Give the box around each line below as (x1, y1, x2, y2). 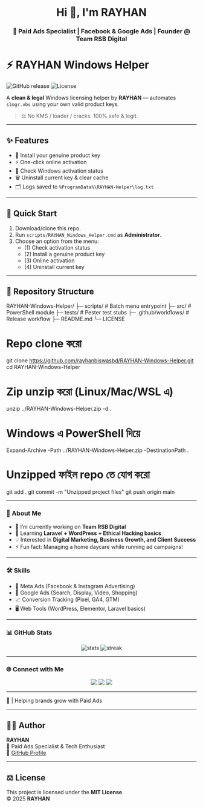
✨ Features (6, 136, 49, 146)
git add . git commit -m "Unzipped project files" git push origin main (6, 488, 175, 496)
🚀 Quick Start (6, 208, 57, 219)
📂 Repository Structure (6, 287, 94, 297)
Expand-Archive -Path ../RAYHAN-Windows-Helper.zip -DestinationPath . (6, 447, 189, 454)
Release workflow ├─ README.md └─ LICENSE (6, 315, 125, 323)
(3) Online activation (24, 257, 75, 264)
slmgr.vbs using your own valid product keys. (6, 101, 120, 108)
